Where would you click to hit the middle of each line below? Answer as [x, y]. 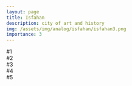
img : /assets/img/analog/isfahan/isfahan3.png [66, 29]
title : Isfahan [26, 18]
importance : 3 [24, 35]
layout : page [23, 12]
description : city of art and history [55, 23]
